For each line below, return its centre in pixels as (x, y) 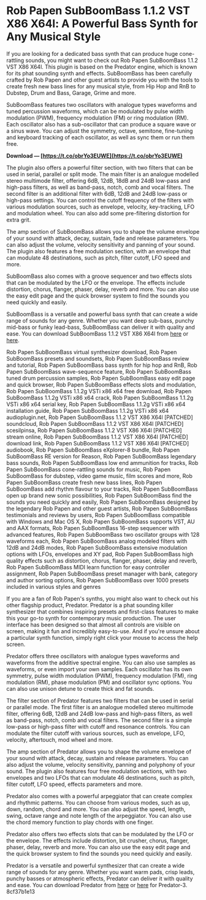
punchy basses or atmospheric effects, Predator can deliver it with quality (100, 879)
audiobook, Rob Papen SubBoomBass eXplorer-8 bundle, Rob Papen (93, 450)
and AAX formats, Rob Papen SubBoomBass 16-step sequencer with (93, 528)
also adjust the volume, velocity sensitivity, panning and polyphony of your (101, 764)
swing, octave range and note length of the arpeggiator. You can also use (99, 815)
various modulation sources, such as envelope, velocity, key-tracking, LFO (101, 207)
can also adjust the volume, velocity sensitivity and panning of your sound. (101, 244)
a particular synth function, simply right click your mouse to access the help (102, 637)
